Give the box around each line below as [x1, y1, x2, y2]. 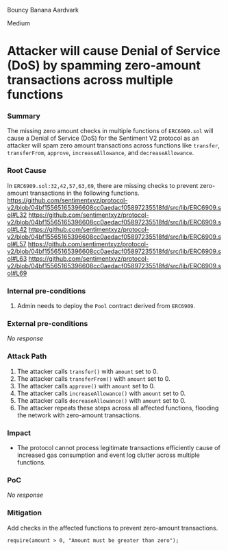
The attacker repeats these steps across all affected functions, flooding [16, 403, 219, 412]
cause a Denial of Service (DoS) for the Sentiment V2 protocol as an [7, 134, 199, 143]
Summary [7, 111, 41, 121]
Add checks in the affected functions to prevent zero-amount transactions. [7, 524, 218, 532]
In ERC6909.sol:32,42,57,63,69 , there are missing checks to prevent [7, 181, 199, 189]
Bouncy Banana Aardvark [7, 6, 79, 14]
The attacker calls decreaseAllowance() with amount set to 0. [16, 396, 186, 404]
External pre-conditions [7, 319, 88, 328]
